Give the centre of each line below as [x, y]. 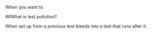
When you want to [24, 7]
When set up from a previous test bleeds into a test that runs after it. [76, 26]
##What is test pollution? [31, 17]
